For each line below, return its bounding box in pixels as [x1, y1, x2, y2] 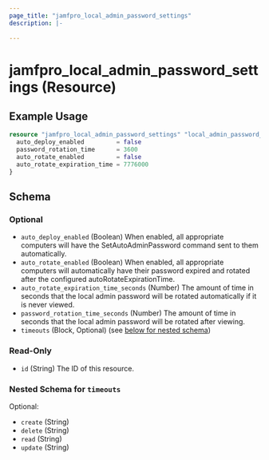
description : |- [9, 19, 63, 27]
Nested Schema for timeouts [9, 383, 121, 395]
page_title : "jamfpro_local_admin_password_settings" [9, 11, 192, 20]
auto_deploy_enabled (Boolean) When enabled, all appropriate [20, 232, 224, 242]
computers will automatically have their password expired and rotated [20, 266, 251, 276]
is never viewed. [20, 300, 75, 310]
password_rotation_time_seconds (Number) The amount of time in [20, 308, 236, 318]
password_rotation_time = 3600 [16, 145, 138, 154]
